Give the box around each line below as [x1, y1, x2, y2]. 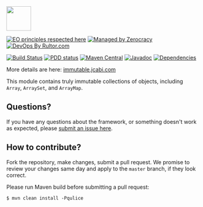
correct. [6, 171, 26, 179]
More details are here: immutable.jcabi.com [6, 66, 117, 73]
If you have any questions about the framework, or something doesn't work [6, 118, 197, 125]
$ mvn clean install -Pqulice [6, 195, 84, 201]
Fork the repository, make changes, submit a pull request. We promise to [6, 158, 190, 165]
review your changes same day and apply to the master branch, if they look [6, 165, 196, 172]
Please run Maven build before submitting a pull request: [6, 183, 150, 191]
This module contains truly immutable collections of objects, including [6, 78, 183, 85]
